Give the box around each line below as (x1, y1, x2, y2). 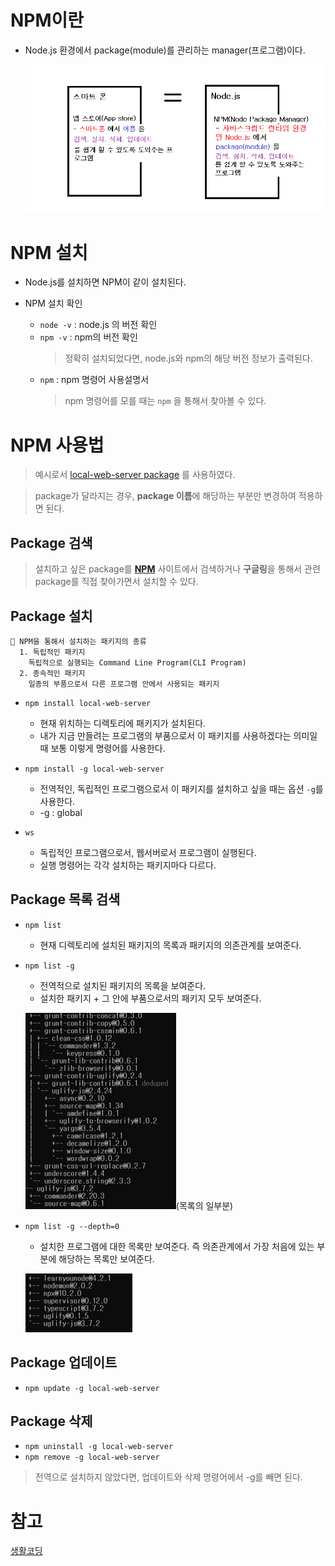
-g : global (39, 806, 83, 818)
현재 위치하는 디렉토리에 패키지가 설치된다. (39, 717, 207, 729)
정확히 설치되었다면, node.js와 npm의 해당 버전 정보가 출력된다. (64, 352, 313, 365)
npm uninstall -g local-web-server (24, 1442, 174, 1452)
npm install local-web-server (24, 698, 152, 708)
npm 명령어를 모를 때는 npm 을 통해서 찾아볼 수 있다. (64, 395, 267, 407)
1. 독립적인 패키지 (19, 647, 86, 657)
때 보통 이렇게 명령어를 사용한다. (39, 742, 166, 754)
